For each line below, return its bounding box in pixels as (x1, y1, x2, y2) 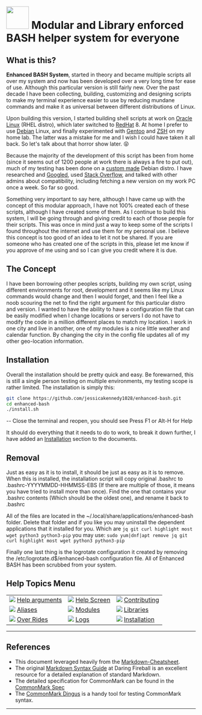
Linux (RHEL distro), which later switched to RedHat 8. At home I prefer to (6, 121, 188, 128)
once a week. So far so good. (6, 184, 79, 191)
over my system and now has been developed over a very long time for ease (6, 78, 196, 84)
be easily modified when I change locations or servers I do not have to (6, 311, 180, 319)
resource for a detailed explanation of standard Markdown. (14, 671, 161, 678)
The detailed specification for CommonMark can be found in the (14, 677, 174, 684)
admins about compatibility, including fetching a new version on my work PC (6, 177, 196, 185)
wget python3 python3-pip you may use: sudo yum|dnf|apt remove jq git (6, 532, 188, 539)
